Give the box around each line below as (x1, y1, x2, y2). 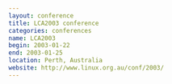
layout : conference (8, 11, 74, 20)
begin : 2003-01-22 (8, 42, 70, 50)
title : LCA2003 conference (8, 19, 99, 27)
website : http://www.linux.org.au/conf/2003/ (8, 64, 164, 72)
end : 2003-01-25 (8, 49, 63, 57)
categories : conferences (8, 26, 92, 34)
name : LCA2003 (8, 34, 57, 42)
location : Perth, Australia (8, 57, 103, 65)
